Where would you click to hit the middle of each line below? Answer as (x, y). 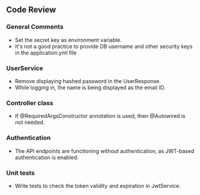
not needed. (30, 123)
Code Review (31, 10)
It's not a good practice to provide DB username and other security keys (104, 46)
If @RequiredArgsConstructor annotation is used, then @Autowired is (100, 116)
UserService (25, 68)
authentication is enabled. (47, 157)
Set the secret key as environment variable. (68, 40)
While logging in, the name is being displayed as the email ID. (90, 87)
